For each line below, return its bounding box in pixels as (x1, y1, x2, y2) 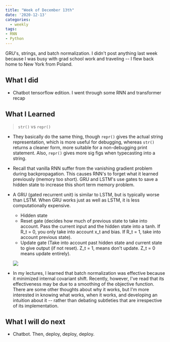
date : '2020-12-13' (5, 12, 47, 17)
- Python (5, 36, 24, 42)
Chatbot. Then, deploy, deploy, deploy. (12, 331, 95, 337)
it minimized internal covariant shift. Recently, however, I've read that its (12, 275, 164, 281)
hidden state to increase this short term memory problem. (12, 182, 135, 188)
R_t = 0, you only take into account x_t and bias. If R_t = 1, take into (20, 229, 161, 235)
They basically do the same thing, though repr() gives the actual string (12, 133, 163, 139)
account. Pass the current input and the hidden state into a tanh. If (20, 223, 160, 229)
